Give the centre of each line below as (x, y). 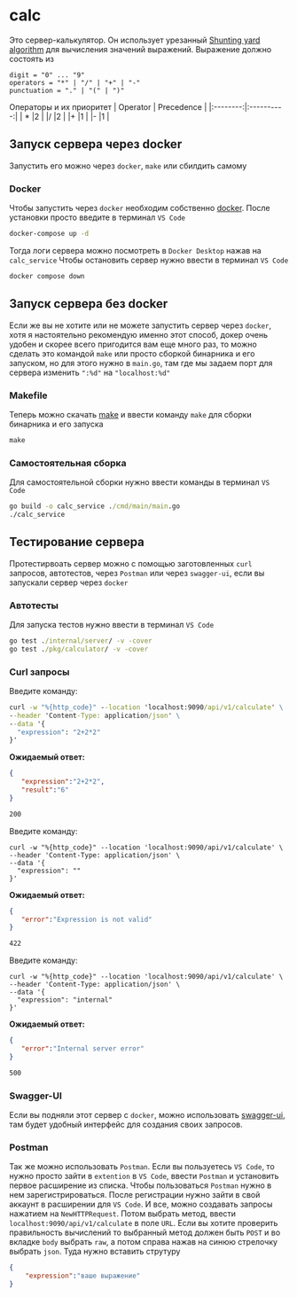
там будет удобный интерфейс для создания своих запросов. (126, 1125)
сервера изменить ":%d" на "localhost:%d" (90, 372)
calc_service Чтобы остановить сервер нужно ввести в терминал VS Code (149, 260)
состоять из (32, 59)
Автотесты (34, 606)
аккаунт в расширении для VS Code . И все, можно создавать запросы (141, 1204)
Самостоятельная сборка (68, 463)
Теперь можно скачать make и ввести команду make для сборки (130, 414)
